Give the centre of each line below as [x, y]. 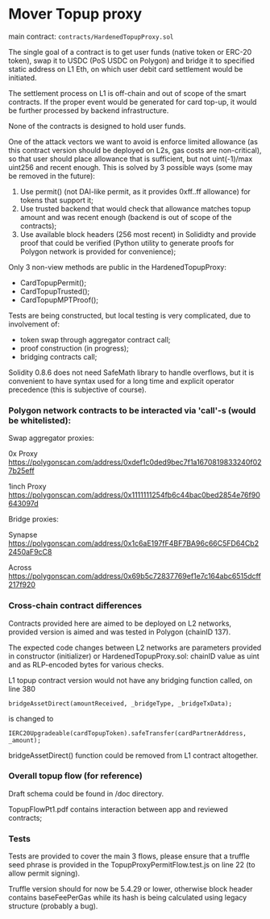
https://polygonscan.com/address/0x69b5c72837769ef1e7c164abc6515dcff [135, 576]
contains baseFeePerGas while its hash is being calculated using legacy [128, 898]
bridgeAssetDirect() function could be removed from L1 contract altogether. [133, 755]
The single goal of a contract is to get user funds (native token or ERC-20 [130, 52]
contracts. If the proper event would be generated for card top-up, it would [133, 102]
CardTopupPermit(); [53, 282]
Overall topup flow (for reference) [75, 776]
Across [20, 568]
